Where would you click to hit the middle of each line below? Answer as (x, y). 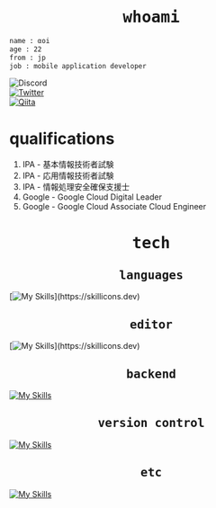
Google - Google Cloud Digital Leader (92, 197)
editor (151, 325)
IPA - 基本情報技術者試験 (68, 165)
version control (151, 423)
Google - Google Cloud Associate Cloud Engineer (114, 207)
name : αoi (30, 40)
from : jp (28, 58)
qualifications (62, 138)
